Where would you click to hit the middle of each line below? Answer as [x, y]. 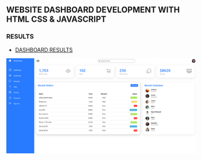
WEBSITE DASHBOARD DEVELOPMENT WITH [93, 10]
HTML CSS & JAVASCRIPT [56, 20]
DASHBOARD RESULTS [44, 50]
